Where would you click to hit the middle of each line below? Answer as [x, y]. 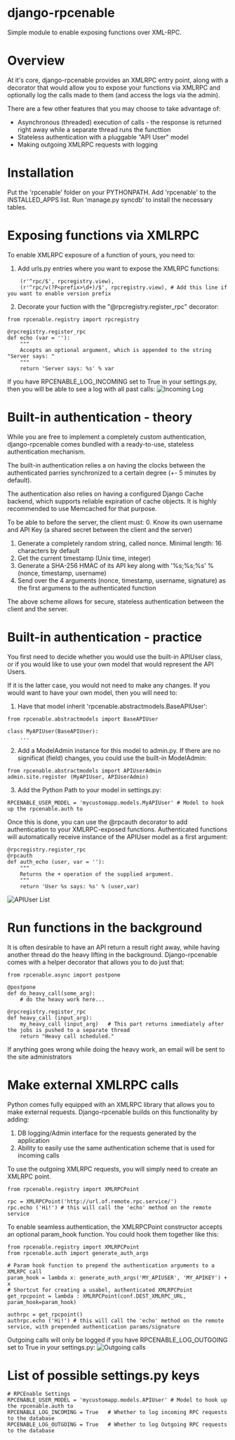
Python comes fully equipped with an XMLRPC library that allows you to [111, 1104]
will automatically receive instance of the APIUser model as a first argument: [117, 836]
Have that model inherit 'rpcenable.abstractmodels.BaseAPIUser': [112, 706]
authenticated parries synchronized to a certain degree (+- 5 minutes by [112, 473]
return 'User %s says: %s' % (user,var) [80, 886]
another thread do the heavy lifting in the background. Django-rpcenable [112, 954]
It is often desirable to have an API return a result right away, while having [114, 947]
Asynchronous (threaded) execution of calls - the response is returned [120, 122]
